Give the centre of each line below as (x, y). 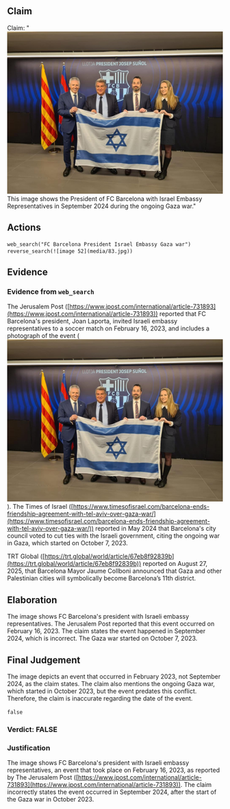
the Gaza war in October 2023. (51, 799)
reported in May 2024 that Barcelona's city (156, 529)
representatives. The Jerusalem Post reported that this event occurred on (111, 624)
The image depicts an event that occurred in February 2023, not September (114, 676)
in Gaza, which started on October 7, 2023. (67, 543)
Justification (29, 748)
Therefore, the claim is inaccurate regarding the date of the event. (100, 698)
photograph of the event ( (43, 336)
